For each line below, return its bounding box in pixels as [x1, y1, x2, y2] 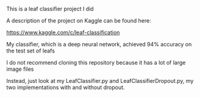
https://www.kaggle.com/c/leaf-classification [6, 29, 120, 36]
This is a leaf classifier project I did [6, 5, 94, 12]
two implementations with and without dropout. [6, 84, 125, 91]
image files [6, 65, 34, 73]
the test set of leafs [6, 47, 55, 54]
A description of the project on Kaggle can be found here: [6, 17, 151, 24]
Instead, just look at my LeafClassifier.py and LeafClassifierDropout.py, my [6, 77, 194, 84]
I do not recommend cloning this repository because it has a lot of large [6, 59, 186, 66]
